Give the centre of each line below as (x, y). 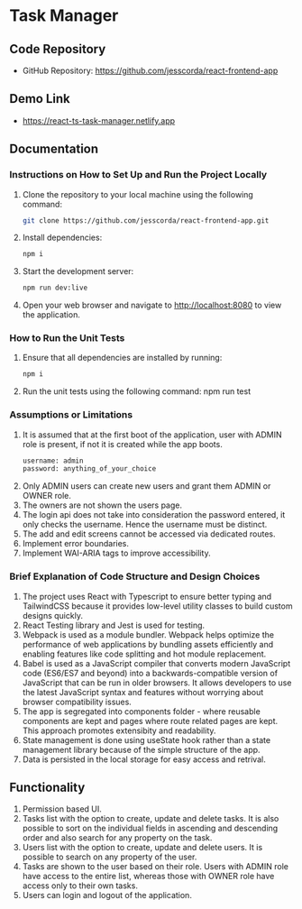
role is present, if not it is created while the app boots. (122, 444)
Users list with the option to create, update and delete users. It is (142, 848)
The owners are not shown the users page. (102, 505)
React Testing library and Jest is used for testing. (114, 625)
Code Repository (58, 49)
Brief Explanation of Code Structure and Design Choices (135, 576)
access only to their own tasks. (80, 886)
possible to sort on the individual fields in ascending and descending (150, 828)
